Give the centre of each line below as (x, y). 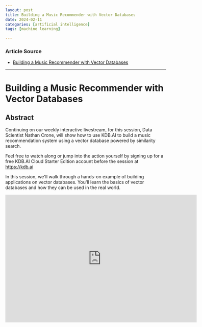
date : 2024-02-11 (24, 19)
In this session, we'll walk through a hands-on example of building (75, 177)
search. (13, 146)
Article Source (23, 52)
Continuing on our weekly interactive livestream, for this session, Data (79, 130)
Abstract (20, 118)
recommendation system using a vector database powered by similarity (80, 141)
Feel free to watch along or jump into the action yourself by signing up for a (84, 156)
